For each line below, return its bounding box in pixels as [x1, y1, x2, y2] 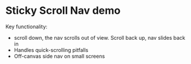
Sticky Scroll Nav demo [5, 4, 121, 17]
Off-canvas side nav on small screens [13, 52, 105, 59]
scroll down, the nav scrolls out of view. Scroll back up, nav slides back [13, 34, 185, 41]
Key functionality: [5, 23, 48, 30]
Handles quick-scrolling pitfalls [13, 46, 89, 53]
